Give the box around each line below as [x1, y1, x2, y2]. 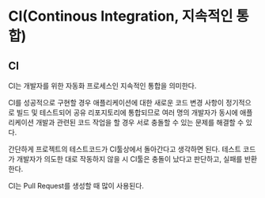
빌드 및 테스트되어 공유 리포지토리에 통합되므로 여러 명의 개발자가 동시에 [16, 108, 239, 117]
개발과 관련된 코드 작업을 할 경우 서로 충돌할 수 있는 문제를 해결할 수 [35, 118, 244, 127]
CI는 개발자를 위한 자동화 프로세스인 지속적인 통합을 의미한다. [8, 81, 197, 90]
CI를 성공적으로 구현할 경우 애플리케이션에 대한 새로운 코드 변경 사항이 [8, 98, 224, 107]
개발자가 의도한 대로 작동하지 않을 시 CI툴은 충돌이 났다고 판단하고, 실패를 [16, 154, 243, 163]
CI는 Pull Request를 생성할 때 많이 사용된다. [8, 181, 145, 190]
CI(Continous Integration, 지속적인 [8, 7, 233, 25]
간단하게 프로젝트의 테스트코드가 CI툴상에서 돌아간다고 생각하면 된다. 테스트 [8, 144, 241, 154]
